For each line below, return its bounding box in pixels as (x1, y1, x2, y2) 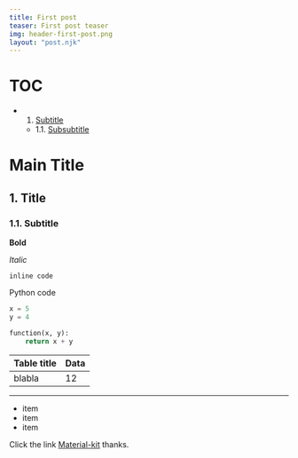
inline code (9, 272, 53, 280)
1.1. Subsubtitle (35, 124, 90, 135)
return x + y (25, 336, 74, 346)
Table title (13, 357, 58, 369)
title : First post (9, 12, 77, 22)
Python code (9, 288, 56, 298)
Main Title (9, 155, 84, 176)
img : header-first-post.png (9, 29, 114, 38)
